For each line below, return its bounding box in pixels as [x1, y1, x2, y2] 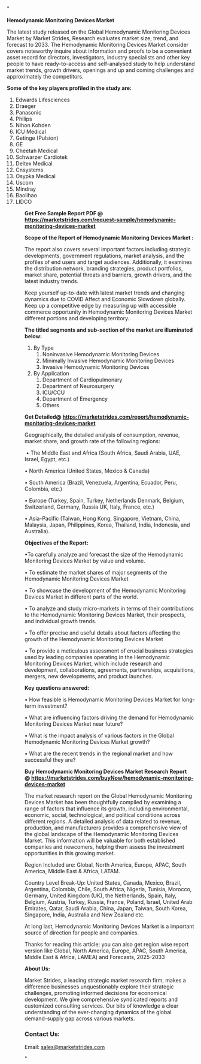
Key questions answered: [24, 684, 89, 692]
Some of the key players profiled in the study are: [7, 85, 132, 92]
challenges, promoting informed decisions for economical [24, 990, 167, 996]
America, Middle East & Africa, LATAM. [24, 868, 120, 874]
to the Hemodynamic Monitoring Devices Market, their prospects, [24, 611, 186, 618]
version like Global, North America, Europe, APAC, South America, [24, 947, 187, 954]
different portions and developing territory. [24, 315, 130, 321]
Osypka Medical [15, 173, 56, 179]
